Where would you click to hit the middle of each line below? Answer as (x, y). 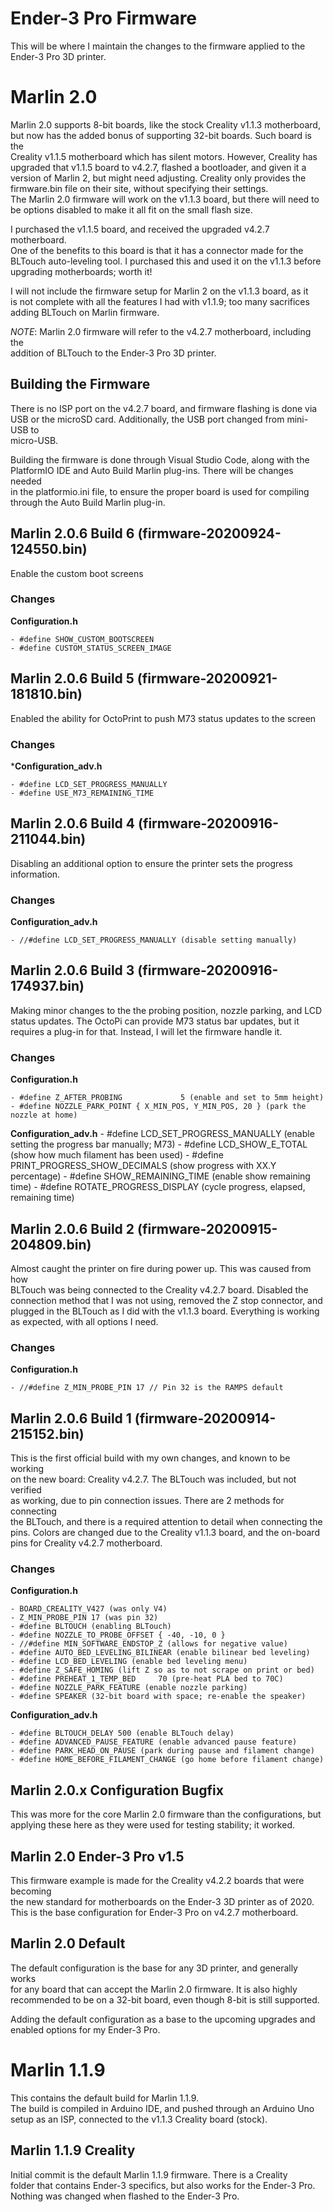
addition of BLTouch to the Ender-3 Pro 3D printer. (113, 353)
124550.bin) (49, 549)
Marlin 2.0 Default (68, 1943)
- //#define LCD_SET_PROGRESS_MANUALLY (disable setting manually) (154, 940)
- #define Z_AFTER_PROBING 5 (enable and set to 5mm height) (167, 1098)
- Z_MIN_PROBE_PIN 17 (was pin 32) (84, 1618)
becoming (31, 1891)
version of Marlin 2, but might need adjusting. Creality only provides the (158, 178)
